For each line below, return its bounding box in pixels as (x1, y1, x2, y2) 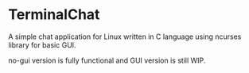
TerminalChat (8, 6, 100, 24)
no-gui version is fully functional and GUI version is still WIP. (8, 56, 206, 65)
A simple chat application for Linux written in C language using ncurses (8, 32, 242, 41)
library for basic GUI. (8, 40, 77, 49)
